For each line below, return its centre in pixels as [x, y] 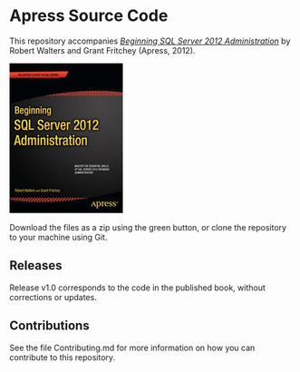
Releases [36, 265]
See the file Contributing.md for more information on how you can [132, 348]
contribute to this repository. [63, 357]
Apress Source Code [89, 16]
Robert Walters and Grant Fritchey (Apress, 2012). [102, 50]
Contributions [49, 326]
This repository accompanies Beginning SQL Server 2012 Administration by [150, 41]
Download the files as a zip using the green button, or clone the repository [148, 227]
